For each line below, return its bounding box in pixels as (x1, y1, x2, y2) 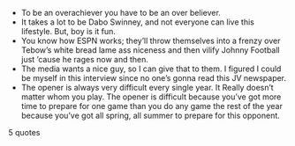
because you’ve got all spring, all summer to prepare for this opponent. (20, 110, 280, 120)
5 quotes (8, 128, 41, 137)
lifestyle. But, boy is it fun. (20, 26, 117, 36)
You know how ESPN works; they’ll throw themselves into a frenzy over (20, 35, 281, 46)
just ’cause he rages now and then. (20, 55, 149, 64)
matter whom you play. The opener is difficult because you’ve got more (20, 91, 282, 102)
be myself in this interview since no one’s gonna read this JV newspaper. (20, 73, 287, 83)
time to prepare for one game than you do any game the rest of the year (20, 101, 284, 111)
